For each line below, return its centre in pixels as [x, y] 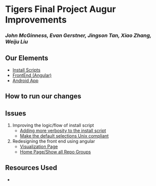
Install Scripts [26, 70]
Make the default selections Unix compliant [64, 136]
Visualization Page [39, 146]
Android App [25, 80]
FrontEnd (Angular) [32, 75]
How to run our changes [43, 96]
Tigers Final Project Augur [61, 9]
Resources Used [31, 168]
